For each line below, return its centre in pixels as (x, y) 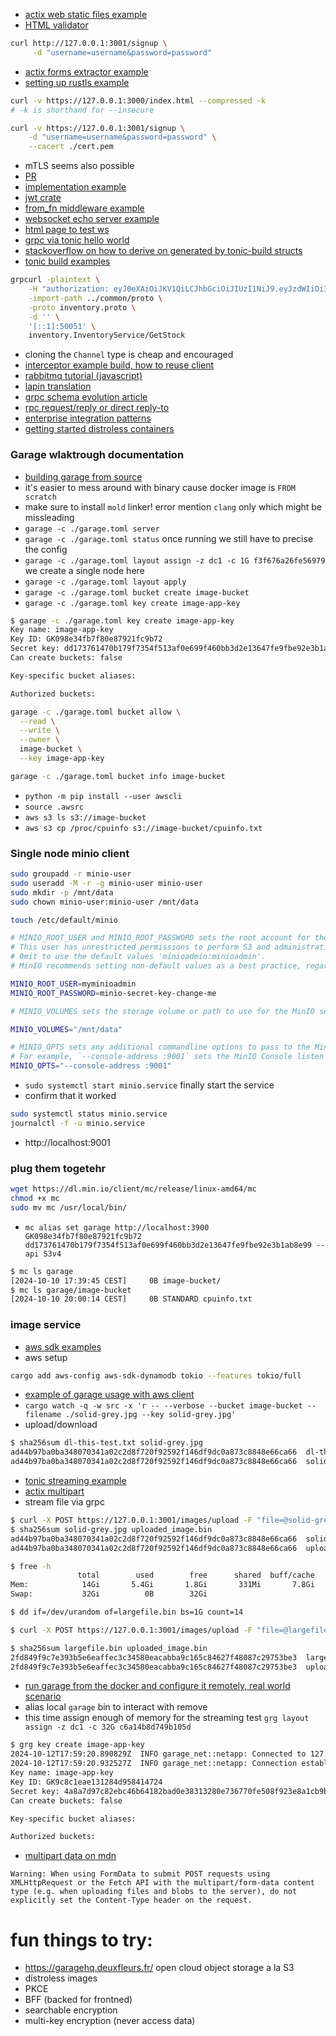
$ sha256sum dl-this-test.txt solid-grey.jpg (106, 1443)
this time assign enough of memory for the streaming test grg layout (167, 1718)
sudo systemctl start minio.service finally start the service (149, 1085)
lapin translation (58, 386)
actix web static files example (86, 14)
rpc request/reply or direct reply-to (97, 408)
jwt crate (43, 198)
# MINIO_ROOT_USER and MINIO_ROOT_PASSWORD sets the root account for (160, 938)
